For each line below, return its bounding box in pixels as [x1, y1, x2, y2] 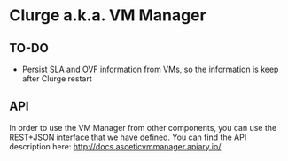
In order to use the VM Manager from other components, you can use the [9, 122, 277, 133]
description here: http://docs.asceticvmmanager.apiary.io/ [9, 141, 222, 151]
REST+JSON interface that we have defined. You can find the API [9, 132, 247, 142]
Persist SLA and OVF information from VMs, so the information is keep [21, 64, 279, 74]
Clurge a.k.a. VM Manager [9, 5, 206, 26]
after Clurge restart [21, 73, 92, 84]
